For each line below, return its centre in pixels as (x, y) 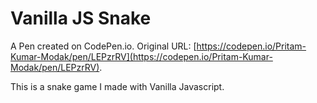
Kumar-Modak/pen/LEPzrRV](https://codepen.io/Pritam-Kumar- (141, 56)
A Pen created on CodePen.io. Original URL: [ (103, 46)
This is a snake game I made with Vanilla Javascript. (117, 86)
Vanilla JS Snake (81, 18)
